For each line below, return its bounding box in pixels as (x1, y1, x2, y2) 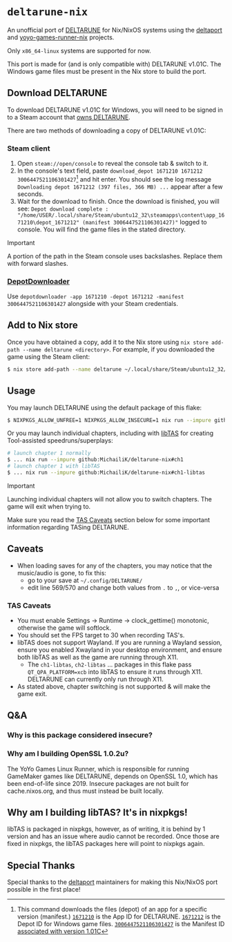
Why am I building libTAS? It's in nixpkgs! (7, 807, 188, 818)
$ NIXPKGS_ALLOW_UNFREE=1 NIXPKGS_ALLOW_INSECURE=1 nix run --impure (7, 416, 212, 423)
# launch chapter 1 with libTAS (7, 463, 100, 470)
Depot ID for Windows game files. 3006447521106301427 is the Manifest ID (17, 920, 225, 928)
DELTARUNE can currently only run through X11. (27, 675, 164, 683)
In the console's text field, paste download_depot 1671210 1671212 (17, 166, 203, 175)
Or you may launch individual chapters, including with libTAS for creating (7, 429, 214, 437)
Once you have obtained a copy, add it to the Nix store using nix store (7, 338, 209, 346)
